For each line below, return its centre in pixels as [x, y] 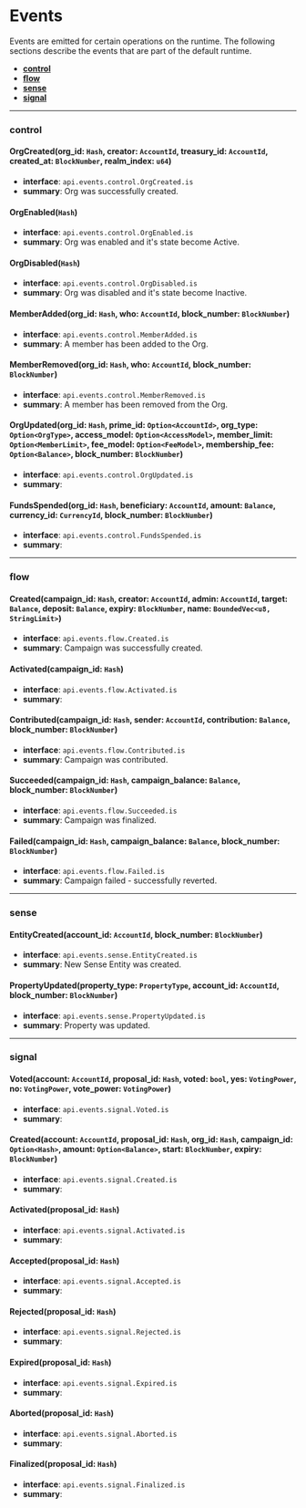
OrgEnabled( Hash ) [44, 212]
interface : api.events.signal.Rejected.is [102, 1332]
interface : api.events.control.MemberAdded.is [110, 334]
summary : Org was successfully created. [101, 192]
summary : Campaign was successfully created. [112, 648]
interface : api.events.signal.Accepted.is [102, 1281]
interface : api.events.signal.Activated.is [104, 1230]
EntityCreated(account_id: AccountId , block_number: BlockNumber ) [136, 934]
